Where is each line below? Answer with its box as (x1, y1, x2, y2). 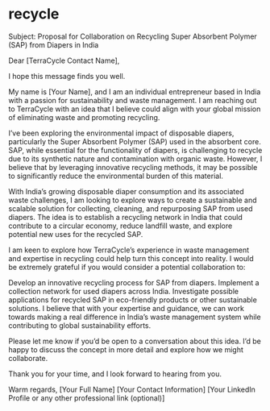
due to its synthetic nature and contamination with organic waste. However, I (8, 154, 263, 164)
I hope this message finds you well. (8, 71, 126, 81)
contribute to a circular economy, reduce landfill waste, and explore (8, 221, 233, 230)
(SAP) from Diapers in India (8, 39, 99, 49)
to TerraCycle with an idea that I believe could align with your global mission (8, 104, 261, 114)
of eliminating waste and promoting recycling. (8, 112, 160, 122)
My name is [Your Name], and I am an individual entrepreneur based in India (8, 86, 261, 97)
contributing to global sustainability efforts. (8, 320, 152, 330)
